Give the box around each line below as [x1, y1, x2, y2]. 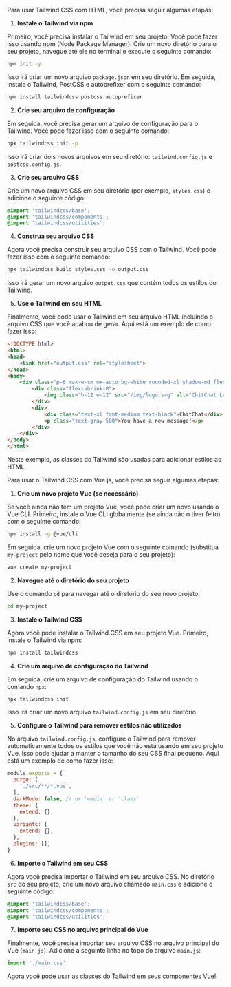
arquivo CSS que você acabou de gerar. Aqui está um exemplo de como [7, 320, 212, 328]
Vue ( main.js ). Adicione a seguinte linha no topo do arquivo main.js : [7, 946, 201, 955]
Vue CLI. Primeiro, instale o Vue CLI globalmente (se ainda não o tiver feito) [7, 510, 221, 518]
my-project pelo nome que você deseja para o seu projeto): [7, 550, 175, 558]
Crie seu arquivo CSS [16, 173, 80, 181]
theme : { [13, 802, 38, 809]
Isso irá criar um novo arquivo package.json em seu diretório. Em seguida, [7, 72, 217, 81]
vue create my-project [7, 564, 72, 571]
